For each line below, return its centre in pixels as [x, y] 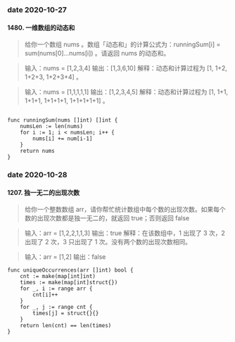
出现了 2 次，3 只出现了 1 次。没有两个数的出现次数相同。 [108, 242]
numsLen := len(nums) [51, 127]
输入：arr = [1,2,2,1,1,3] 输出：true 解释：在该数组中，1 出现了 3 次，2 [125, 233]
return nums [37, 151]
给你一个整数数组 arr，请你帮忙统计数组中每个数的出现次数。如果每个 [125, 210]
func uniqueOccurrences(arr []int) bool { [70, 270]
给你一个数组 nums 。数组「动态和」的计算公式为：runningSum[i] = [122, 44]
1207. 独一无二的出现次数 [43, 192]
